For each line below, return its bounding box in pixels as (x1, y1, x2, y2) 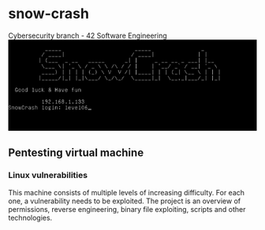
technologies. (8, 213, 53, 222)
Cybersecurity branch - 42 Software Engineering (8, 31, 167, 40)
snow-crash (8, 5, 89, 23)
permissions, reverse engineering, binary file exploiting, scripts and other (8, 204, 246, 213)
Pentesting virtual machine (8, 147, 144, 160)
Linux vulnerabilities (8, 170, 88, 181)
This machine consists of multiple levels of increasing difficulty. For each (8, 187, 245, 197)
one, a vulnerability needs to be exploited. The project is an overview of (8, 196, 241, 206)
